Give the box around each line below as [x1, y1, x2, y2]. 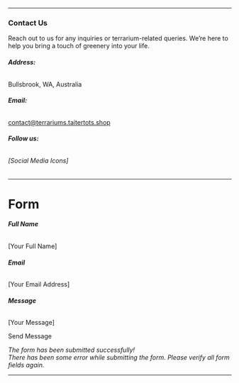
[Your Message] [8, 318, 55, 327]
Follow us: [8, 134, 39, 143]
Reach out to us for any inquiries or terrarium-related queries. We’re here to [8, 34, 229, 43]
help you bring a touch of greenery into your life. [8, 42, 150, 50]
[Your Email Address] [8, 280, 70, 289]
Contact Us [8, 18, 48, 28]
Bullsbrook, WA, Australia [8, 79, 82, 89]
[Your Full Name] [8, 242, 57, 250]
